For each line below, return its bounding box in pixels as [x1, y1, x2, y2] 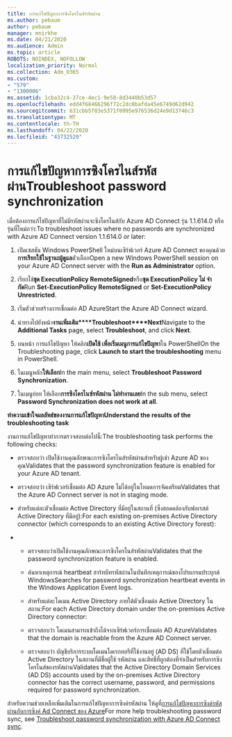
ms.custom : [7, 75, 39, 82]
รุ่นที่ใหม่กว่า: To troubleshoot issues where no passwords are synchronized [7, 224, 215, 233]
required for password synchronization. [27, 685, 141, 694]
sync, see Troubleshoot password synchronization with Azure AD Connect [7, 715, 220, 723]
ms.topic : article [7, 49, 60, 56]
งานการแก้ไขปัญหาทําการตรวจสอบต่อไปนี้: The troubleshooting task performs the [7, 433, 213, 441]
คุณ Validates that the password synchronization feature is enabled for [17, 461, 216, 470]
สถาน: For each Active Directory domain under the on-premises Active [27, 605, 225, 613]
